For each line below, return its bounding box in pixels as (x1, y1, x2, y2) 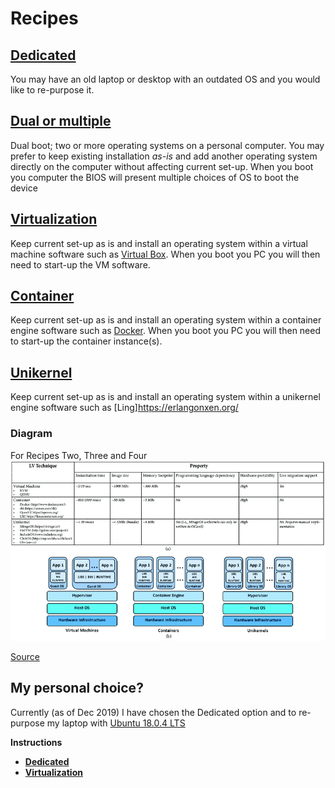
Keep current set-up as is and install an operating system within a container (10, 314, 322, 326)
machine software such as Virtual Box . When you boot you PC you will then (10, 248, 321, 260)
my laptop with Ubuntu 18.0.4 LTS (46, 717, 186, 729)
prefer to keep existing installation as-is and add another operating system (10, 150, 318, 162)
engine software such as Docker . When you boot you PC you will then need (10, 325, 322, 337)
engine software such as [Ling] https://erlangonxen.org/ (10, 402, 239, 414)
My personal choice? (10, 680, 144, 697)
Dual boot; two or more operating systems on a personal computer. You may (10, 139, 325, 151)
